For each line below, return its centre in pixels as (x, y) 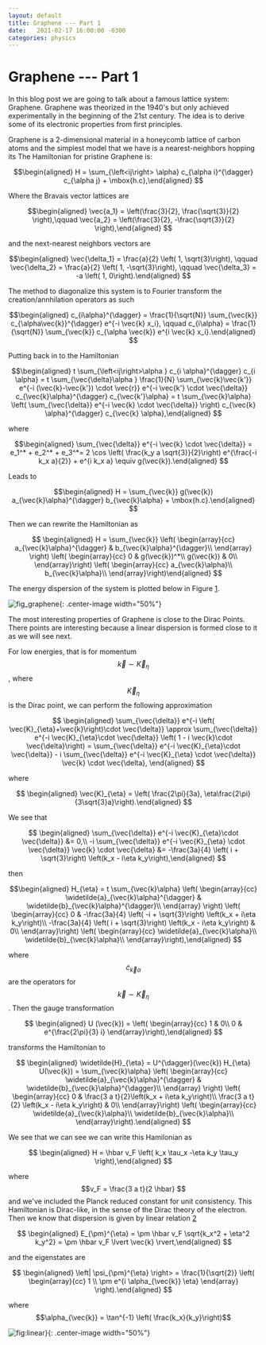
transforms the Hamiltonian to (57, 1047)
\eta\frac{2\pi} (227, 793)
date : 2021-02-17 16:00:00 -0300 (67, 30)
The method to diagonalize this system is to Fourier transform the (115, 292)
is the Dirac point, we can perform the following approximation (110, 705)
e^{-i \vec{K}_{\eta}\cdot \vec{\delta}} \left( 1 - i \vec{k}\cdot (133, 737)
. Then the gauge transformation (61, 1008)
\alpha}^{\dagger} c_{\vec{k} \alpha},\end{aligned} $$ (133, 413)
